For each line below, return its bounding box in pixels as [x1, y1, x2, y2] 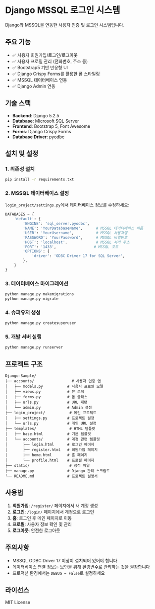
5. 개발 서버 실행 [5, 333, 42, 340]
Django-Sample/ [5, 373, 37, 378]
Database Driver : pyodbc [12, 134, 65, 140]
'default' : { [14, 217, 41, 222]
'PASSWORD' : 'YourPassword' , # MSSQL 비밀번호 [23, 235, 128, 240]
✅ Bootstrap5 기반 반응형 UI [12, 64, 68, 70]
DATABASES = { [5, 212, 35, 217]
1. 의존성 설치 [5, 165, 35, 172]
